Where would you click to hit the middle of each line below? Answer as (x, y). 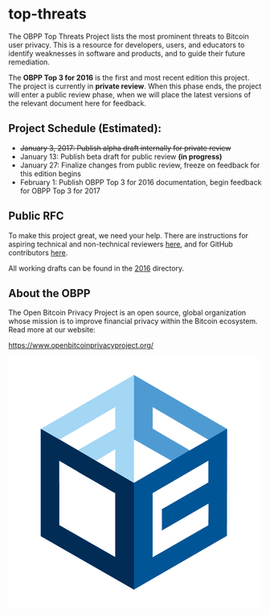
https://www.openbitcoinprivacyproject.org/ (81, 345)
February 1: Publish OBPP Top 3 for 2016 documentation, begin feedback (141, 182)
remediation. (29, 62)
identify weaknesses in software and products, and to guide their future (127, 53)
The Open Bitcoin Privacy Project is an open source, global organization (127, 313)
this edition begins (51, 173)
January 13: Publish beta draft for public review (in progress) (121, 156)
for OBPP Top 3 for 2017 (60, 191)
